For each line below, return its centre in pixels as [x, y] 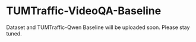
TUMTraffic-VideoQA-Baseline [84, 11]
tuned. [14, 33]
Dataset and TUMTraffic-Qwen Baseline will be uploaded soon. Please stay [98, 27]
